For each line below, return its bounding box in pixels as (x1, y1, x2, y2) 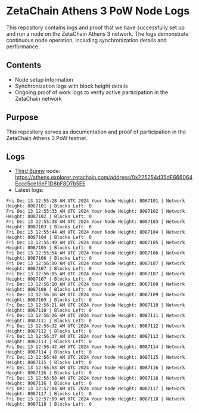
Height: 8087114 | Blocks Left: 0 (6, 349, 92, 355)
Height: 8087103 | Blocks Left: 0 (6, 224, 92, 230)
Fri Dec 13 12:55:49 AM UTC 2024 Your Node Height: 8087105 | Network (6, 240, 185, 246)
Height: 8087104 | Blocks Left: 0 (6, 234, 92, 241)
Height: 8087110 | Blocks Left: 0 (6, 308, 92, 313)
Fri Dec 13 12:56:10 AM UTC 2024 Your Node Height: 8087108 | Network (6, 281, 185, 287)
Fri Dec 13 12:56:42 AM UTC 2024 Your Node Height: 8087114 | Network (6, 344, 185, 350)
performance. (6, 43, 40, 50)
